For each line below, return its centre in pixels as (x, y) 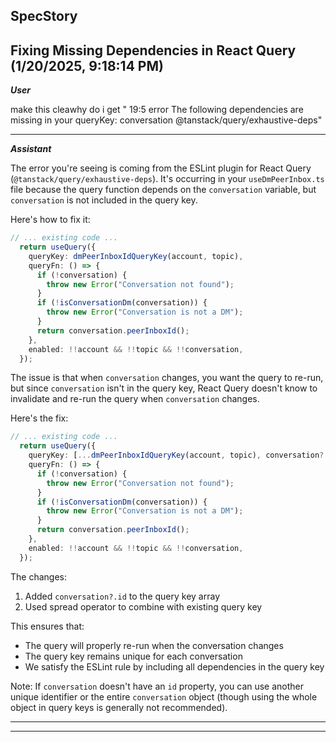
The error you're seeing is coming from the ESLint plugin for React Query (161, 168)
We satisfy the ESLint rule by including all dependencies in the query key (174, 666)
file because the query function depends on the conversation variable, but (163, 190)
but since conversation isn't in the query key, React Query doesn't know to (164, 388)
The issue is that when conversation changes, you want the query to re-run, (167, 378)
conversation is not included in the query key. (104, 200)
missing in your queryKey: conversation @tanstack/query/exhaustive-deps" (166, 120)
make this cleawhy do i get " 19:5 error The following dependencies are (157, 110)
